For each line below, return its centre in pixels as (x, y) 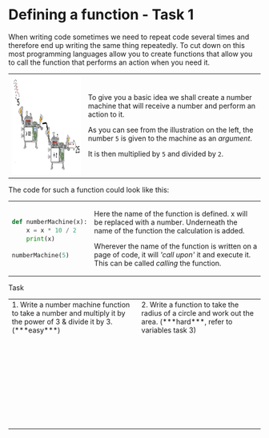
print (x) (40, 239)
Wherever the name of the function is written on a (176, 246)
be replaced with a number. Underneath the (166, 222)
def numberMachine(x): (50, 221)
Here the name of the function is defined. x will (171, 213)
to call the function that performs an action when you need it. (109, 62)
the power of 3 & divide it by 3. (62, 322)
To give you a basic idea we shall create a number (170, 98)
